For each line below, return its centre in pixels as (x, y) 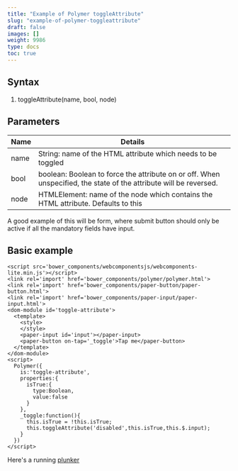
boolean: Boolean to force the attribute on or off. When (129, 174)
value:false (51, 397)
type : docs (23, 47)
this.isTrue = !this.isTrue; (69, 422)
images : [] (23, 34)
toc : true (22, 54)
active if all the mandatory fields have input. (71, 228)
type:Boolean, (53, 391)
